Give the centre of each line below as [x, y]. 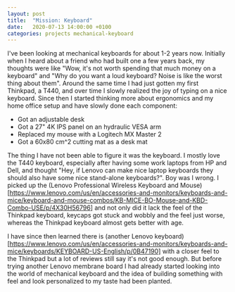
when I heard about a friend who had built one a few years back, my [106, 61]
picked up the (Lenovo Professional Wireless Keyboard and [93, 185]
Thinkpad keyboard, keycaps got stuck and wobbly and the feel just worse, [116, 215]
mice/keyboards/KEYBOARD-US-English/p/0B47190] [84, 251]
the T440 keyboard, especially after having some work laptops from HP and [117, 163]
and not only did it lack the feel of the [148, 208]
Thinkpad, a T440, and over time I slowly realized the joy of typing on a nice [117, 91]
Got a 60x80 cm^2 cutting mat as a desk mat [82, 142]
